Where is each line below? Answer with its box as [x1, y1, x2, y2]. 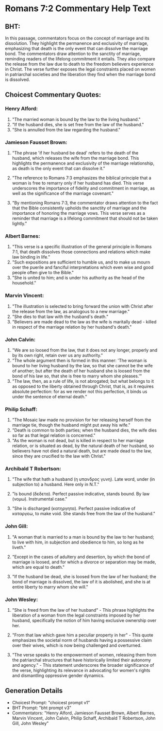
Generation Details [5, 687, 63, 695]
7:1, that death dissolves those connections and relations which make [12, 249, 151, 255]
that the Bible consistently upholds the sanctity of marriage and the [12, 205, 147, 211]
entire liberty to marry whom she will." [12, 584, 88, 590]
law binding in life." [12, 254, 50, 260]
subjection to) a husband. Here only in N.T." [12, 482, 99, 487]
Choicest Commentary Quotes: [5, 91, 101, 99]
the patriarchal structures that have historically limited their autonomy [12, 657, 151, 663]
